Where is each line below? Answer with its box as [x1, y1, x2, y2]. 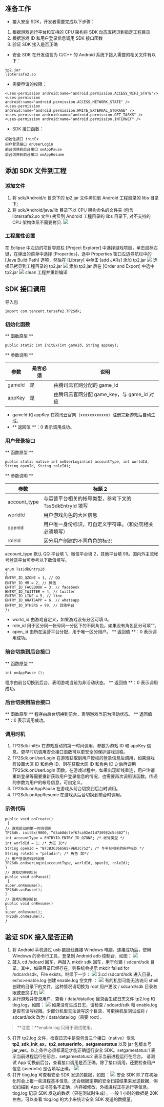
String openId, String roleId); [5, 464, 71, 469]
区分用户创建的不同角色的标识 [43, 537, 112, 544]
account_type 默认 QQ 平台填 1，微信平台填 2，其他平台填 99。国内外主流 [5, 551, 154, 557]
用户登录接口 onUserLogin [5, 142, 54, 147]
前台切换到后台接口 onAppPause [5, 147, 62, 152]
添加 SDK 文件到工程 [5, 167, 67, 175]
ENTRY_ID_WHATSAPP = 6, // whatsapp [5, 598, 80, 603]
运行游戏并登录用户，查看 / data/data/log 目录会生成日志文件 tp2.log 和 [12, 996, 155, 1002]
